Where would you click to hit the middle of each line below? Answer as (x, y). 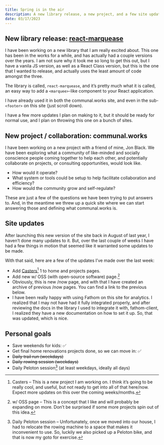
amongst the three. (24, 76)
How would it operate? (35, 173)
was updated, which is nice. (40, 318)
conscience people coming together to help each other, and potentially (76, 158)
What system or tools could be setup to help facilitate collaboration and (84, 178)
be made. (15, 251)
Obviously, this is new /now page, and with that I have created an (78, 282)
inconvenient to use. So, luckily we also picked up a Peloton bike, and (82, 432)
